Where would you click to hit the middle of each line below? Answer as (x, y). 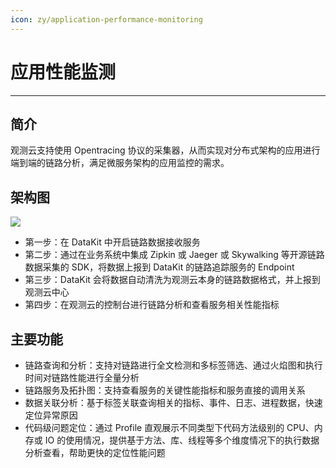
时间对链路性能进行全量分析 (82, 377)
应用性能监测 (63, 72)
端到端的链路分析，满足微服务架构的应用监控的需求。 (120, 163)
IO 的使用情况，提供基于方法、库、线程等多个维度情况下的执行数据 (182, 440)
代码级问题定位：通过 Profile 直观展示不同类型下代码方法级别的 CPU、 (169, 427)
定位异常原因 (51, 415)
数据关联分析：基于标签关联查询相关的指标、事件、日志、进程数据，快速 (173, 402)
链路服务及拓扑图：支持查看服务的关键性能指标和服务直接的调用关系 (165, 390)
